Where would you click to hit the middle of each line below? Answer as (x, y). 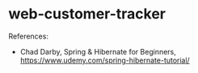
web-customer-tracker (87, 14)
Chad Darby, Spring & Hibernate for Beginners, (98, 51)
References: (28, 36)
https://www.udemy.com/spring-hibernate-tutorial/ (105, 60)
